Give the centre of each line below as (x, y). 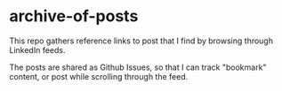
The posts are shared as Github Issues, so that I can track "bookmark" (138, 67)
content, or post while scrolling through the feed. (99, 76)
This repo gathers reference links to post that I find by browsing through (141, 41)
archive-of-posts (74, 16)
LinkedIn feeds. (37, 49)
